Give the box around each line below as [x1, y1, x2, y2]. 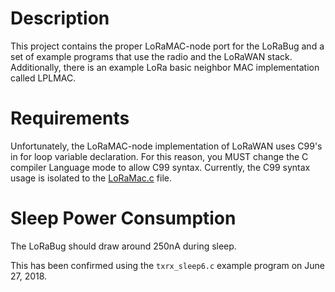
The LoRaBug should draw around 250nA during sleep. [10, 240, 237, 252]
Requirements [10, 107, 130, 130]
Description [10, 7, 110, 30]
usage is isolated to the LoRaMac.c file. [10, 172, 172, 184]
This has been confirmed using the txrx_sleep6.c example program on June [10, 259, 326, 271]
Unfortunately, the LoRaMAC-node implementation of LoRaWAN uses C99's [10, 140, 323, 152]
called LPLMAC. [10, 72, 77, 84]
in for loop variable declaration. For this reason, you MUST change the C [10, 150, 309, 162]
